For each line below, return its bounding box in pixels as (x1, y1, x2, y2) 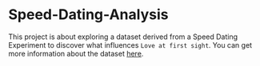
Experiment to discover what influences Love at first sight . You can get (8, 40, 253, 49)
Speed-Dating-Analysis (8, 6, 169, 24)
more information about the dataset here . (8, 49, 144, 58)
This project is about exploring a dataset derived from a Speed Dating (8, 32, 238, 41)
